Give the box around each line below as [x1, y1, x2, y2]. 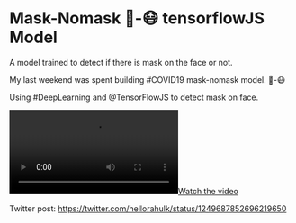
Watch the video [178, 185, 238, 196]
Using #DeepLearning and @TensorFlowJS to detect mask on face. [9, 92, 259, 103]
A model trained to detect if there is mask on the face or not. [9, 57, 233, 67]
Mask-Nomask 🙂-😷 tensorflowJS [9, 8, 265, 29]
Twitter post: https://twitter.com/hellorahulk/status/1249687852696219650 [9, 202, 287, 214]
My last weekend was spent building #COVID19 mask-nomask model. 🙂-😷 [9, 74, 286, 85]
